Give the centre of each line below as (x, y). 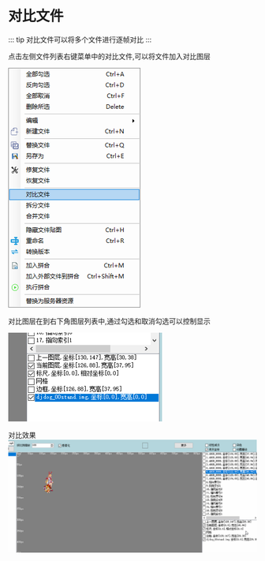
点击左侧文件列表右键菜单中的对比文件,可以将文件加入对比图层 (110, 56)
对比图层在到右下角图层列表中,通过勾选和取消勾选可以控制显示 (110, 321)
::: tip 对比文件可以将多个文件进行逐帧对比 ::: (80, 39)
